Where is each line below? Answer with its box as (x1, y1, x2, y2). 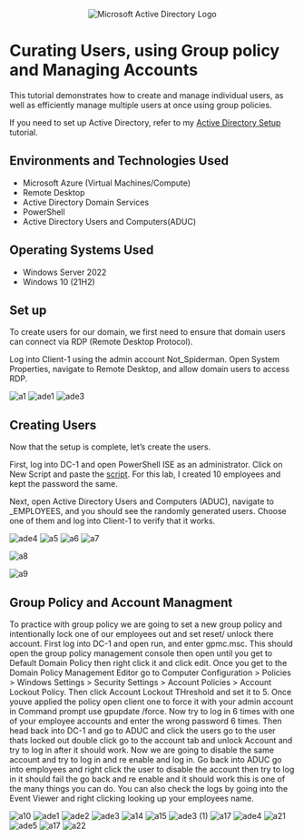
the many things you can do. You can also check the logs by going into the (9, 783, 289, 794)
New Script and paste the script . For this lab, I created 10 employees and (9, 469, 281, 480)
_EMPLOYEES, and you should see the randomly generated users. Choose (9, 506, 288, 517)
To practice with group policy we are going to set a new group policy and (9, 619, 283, 630)
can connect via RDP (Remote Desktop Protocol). (9, 337, 193, 348)
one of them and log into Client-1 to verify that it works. (9, 515, 216, 527)
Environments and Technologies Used (9, 153, 230, 168)
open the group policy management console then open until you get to (9, 648, 273, 659)
